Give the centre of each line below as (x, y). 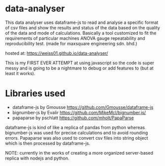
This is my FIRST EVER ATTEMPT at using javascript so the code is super (80, 63)
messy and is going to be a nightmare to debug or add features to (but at (79, 68)
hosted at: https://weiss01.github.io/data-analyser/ (56, 53)
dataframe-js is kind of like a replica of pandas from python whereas (75, 127)
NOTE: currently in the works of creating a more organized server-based (79, 153)
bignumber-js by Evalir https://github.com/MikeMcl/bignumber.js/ (79, 112)
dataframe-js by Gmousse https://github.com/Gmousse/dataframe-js (83, 107)
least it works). (20, 73)
